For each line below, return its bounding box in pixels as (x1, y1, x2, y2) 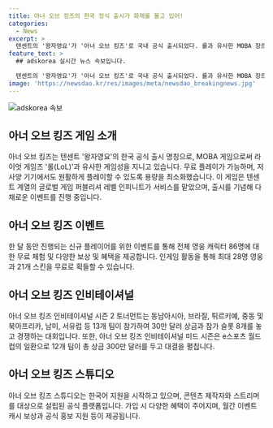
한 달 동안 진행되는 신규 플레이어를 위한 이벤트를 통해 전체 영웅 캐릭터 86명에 (8, 241, 251, 252)
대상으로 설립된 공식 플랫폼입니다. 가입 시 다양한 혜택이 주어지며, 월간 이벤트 (16, 400, 258, 410)
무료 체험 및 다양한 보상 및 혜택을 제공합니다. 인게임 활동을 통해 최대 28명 (16, 252, 249, 262)
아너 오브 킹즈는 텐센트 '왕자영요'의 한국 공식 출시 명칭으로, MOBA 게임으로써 (8, 152, 253, 162)
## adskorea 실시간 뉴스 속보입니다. (15, 58, 127, 66)
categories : (8, 19, 49, 28)
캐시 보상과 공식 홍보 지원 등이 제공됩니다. (8, 411, 141, 421)
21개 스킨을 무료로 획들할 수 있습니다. (16, 262, 135, 272)
